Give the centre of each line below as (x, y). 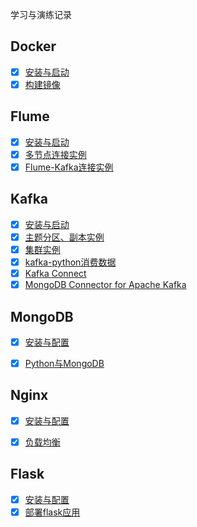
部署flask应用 (52, 512)
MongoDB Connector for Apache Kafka (105, 285)
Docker (33, 46)
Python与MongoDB (64, 363)
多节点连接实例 (55, 154)
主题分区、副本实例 (64, 237)
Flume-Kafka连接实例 (69, 167)
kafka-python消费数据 (70, 262)
